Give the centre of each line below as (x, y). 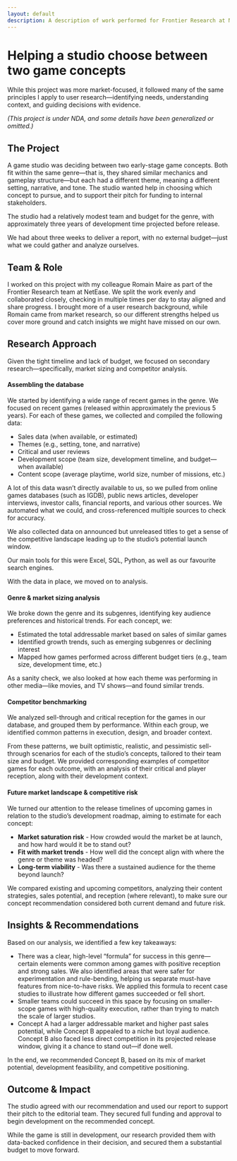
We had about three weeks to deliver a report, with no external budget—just (117, 238)
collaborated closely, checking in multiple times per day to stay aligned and (117, 299)
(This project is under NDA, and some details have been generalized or (110, 119)
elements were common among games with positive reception (130, 963)
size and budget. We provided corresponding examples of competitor (108, 761)
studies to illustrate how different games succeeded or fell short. (111, 994)
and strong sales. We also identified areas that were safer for (106, 971)
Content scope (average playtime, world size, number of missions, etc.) (121, 475)
